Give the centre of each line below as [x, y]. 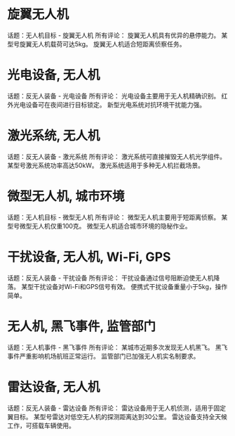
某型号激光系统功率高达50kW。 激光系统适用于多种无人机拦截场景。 [106, 165]
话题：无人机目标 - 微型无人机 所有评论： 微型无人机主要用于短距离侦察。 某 [117, 217]
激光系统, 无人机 [54, 136]
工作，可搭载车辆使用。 [41, 425]
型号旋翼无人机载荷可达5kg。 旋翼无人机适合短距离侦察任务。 [96, 44]
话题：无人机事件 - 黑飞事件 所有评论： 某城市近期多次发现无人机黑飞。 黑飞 [117, 347]
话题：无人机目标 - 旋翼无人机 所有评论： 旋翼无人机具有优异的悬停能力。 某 [117, 35]
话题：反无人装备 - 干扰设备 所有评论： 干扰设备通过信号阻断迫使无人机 [110, 278]
